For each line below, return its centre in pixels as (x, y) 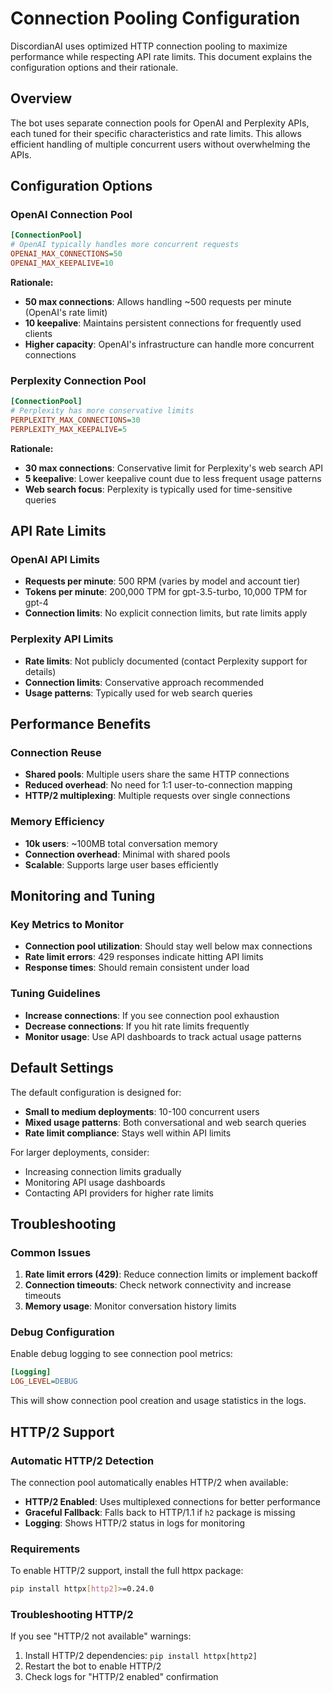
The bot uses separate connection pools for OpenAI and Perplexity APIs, (160, 123)
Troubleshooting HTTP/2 (72, 1615)
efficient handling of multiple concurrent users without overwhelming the (160, 144)
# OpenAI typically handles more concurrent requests (125, 245)
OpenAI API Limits (55, 560)
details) (40, 671)
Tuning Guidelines (55, 994)
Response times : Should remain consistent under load (137, 968)
